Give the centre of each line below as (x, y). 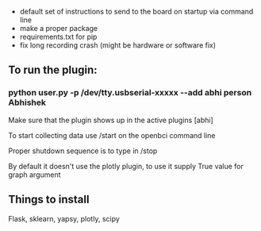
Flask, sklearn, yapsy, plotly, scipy (64, 218)
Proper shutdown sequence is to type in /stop (83, 151)
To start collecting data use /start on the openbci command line (112, 135)
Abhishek (27, 102)
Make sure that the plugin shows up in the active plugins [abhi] (111, 120)
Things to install (49, 200)
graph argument (35, 175)
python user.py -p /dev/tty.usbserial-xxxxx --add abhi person (130, 93)
